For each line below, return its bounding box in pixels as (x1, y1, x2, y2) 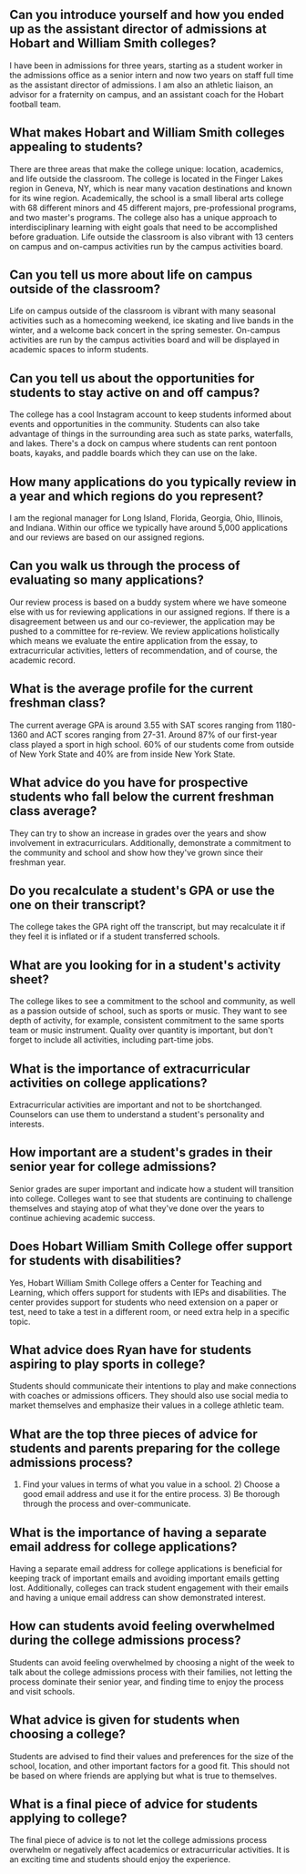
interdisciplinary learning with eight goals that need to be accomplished (9, 221, 278, 232)
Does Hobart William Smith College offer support (9, 1238, 293, 1255)
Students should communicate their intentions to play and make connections (9, 1380, 297, 1391)
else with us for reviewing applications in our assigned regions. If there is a (9, 606, 291, 617)
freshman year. (9, 856, 66, 868)
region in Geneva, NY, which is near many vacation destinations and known (9, 182, 292, 194)
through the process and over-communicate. (22, 1498, 191, 1510)
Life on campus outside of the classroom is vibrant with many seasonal (9, 305, 276, 317)
